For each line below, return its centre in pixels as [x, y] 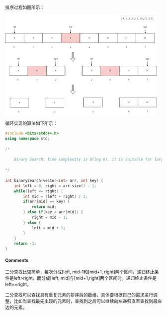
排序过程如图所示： [25, 7]
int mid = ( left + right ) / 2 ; [55, 196]
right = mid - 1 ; [50, 217]
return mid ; [44, 207]
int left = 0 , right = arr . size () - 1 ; [55, 186]
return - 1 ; [25, 244]
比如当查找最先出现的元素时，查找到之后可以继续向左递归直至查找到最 [85, 301]
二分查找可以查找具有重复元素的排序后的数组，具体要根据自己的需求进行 [79, 295]
